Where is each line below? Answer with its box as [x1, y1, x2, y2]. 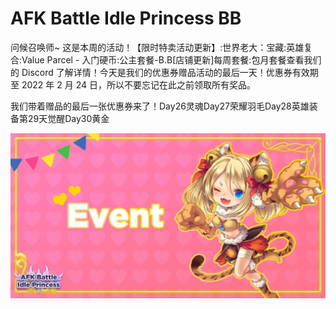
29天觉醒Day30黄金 [27, 112, 110, 124]
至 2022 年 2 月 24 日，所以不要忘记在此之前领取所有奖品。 [10, 78, 256, 91]
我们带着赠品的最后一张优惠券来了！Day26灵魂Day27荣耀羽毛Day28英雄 [10, 100, 310, 112]
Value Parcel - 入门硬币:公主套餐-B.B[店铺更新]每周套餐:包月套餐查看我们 [21, 53, 322, 66]
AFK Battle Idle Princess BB [10, 7, 242, 30]
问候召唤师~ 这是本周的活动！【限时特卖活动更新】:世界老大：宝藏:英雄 [10, 41, 305, 53]
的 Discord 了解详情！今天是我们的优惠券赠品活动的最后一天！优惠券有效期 [10, 66, 319, 78]
